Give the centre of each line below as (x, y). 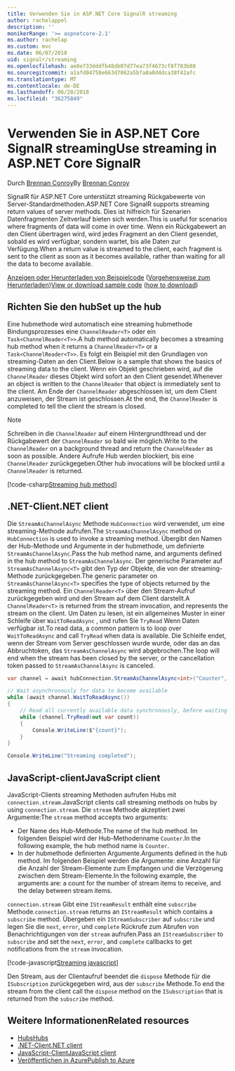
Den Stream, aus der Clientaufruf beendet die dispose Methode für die (109, 976)
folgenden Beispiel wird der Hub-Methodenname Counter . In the (109, 838)
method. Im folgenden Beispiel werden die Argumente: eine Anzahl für (119, 861)
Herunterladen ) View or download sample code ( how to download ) (103, 285)
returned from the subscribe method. (61, 999)
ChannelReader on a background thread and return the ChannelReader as (110, 448)
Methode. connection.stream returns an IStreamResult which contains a (110, 912)
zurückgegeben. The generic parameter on (96, 576)
